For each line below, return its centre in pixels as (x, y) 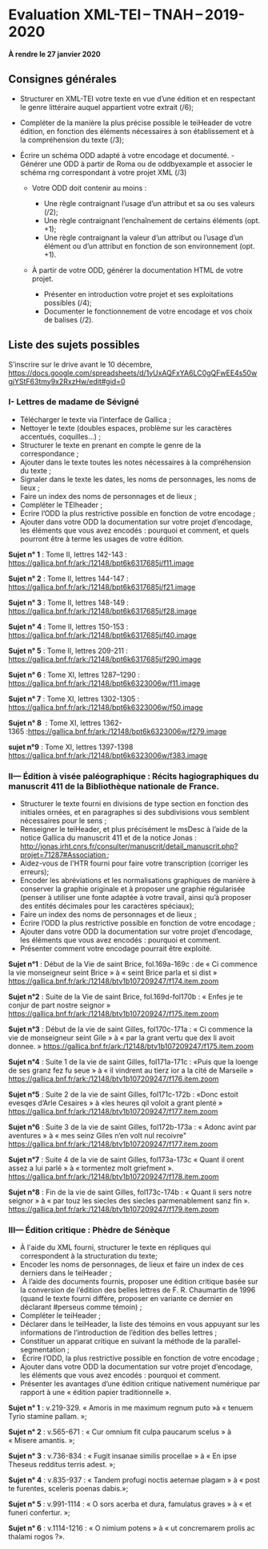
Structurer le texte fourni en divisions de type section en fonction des (134, 804)
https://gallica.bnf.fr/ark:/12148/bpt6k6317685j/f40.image (103, 635)
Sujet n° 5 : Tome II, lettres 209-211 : (68, 651)
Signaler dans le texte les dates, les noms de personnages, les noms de (138, 479)
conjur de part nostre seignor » (60, 1005)
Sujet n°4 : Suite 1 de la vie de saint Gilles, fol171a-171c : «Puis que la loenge (133, 1062)
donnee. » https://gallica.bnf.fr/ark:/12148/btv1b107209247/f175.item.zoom (131, 1046)
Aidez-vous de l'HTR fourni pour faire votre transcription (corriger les (134, 863)
